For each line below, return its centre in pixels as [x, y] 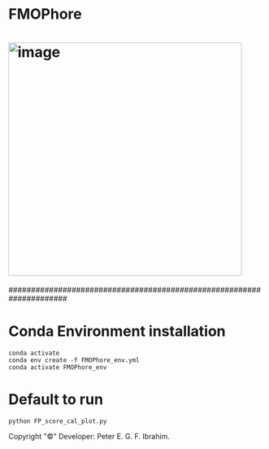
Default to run [56, 400]
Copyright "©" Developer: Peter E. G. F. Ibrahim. [89, 436]
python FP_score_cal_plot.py [58, 421]
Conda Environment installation [117, 331]
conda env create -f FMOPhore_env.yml [74, 360]
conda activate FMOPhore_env [58, 368]
